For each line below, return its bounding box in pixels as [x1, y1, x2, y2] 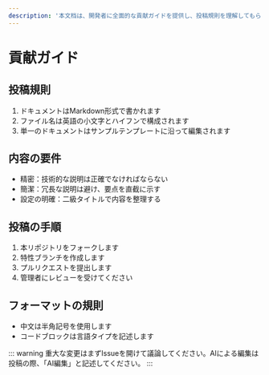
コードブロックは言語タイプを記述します [19, 332, 154, 341]
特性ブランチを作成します [19, 253, 105, 263]
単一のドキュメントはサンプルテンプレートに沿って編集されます [19, 126, 231, 135]
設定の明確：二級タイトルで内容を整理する [19, 194, 161, 204]
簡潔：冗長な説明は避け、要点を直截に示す [19, 184, 161, 194]
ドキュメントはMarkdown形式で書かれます [19, 106, 161, 115]
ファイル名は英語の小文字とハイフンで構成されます [19, 115, 190, 125]
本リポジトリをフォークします [19, 243, 119, 252]
